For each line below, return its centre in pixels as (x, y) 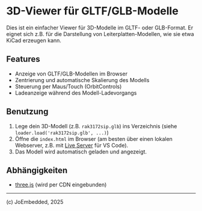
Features (23, 59)
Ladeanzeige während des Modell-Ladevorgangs (76, 93)
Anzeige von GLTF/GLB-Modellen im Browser (71, 74)
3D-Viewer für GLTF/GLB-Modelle (92, 11)
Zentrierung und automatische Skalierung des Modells (82, 80)
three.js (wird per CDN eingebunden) (61, 185)
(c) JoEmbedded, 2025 (35, 202)
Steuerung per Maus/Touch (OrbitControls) (68, 86)
